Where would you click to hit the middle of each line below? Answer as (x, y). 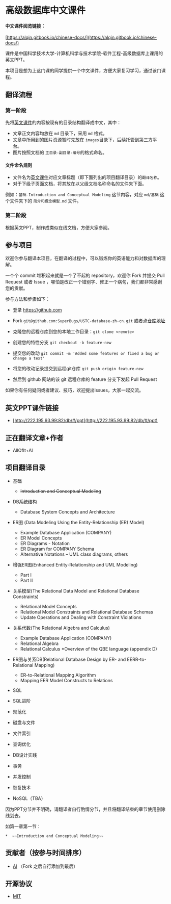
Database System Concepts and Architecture (68, 512)
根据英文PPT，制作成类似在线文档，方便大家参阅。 (59, 227)
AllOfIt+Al (23, 450)
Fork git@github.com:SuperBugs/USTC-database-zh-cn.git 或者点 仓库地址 (89, 321)
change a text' (29, 358)
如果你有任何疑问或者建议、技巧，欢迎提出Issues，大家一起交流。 (75, 390)
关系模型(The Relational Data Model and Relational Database (76, 591)
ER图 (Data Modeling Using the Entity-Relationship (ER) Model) (78, 522)
